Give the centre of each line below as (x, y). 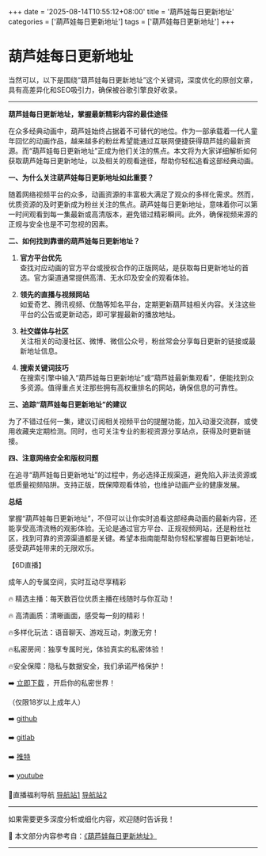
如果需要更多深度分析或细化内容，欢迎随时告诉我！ (91, 819)
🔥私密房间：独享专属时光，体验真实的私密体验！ (87, 649)
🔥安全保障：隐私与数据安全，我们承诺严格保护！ (87, 666)
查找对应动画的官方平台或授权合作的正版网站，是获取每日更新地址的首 (134, 267)
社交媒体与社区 (44, 331)
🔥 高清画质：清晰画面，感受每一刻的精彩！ (78, 615)
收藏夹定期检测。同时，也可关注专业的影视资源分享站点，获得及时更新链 (133, 431)
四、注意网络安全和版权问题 (53, 457)
